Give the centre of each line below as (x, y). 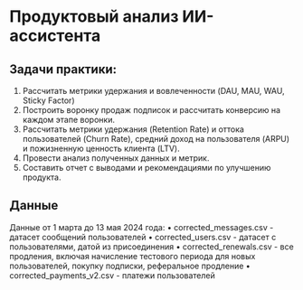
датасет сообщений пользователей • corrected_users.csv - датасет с (143, 237)
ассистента (55, 36)
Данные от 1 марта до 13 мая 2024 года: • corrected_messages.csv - (142, 227)
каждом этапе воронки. (69, 120)
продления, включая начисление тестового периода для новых (133, 256)
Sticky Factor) (48, 100)
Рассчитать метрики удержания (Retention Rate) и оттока (133, 129)
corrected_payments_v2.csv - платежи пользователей (112, 275)
